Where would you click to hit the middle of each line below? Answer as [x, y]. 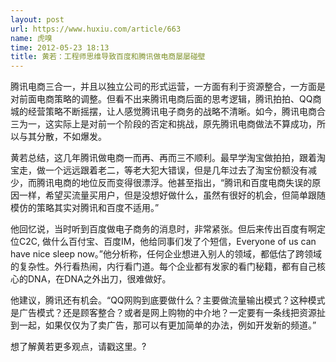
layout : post [37, 19]
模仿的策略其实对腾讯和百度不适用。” [85, 208]
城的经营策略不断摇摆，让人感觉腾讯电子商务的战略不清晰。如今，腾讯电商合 [168, 112]
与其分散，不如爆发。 [62, 137]
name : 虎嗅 [31, 38]
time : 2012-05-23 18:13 [60, 47]
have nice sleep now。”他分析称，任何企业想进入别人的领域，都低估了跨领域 [166, 254]
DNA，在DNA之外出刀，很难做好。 [99, 279]
